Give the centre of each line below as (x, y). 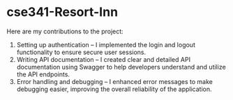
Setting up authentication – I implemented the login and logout (106, 44)
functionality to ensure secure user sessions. (81, 52)
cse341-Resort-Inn (62, 12)
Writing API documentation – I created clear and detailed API (104, 59)
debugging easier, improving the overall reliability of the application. (114, 89)
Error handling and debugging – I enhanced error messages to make (115, 81)
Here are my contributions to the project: (65, 31)
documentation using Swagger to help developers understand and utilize (121, 67)
